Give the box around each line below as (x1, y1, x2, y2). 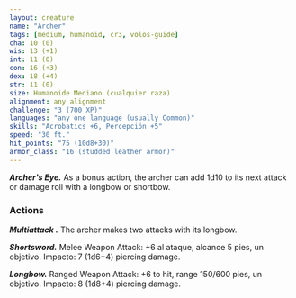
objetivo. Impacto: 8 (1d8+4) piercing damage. (9, 278, 182, 289)
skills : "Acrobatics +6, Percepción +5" (9, 122, 164, 131)
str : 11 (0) (9, 80, 54, 89)
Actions (9, 203, 45, 216)
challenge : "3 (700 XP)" (9, 105, 103, 114)
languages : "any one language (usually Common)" (9, 113, 195, 122)
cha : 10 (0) (9, 38, 54, 48)
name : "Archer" (9, 22, 67, 31)
